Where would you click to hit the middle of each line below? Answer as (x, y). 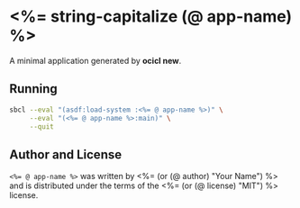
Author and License (66, 154)
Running (34, 89)
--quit (41, 127)
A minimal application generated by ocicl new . (95, 60)
